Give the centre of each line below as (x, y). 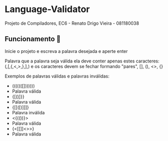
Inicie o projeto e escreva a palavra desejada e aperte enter (66, 51)
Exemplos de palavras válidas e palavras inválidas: (57, 76)
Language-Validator (47, 9)
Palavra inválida (28, 112)
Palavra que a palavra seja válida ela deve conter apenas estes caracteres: (82, 61)
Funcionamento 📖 (33, 39)
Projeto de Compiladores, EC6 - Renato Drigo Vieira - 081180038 (72, 23)
